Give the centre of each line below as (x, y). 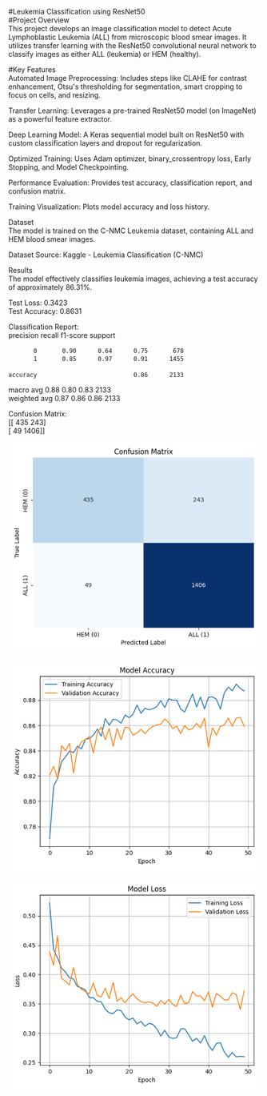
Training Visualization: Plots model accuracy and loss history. (109, 207)
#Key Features (32, 70)
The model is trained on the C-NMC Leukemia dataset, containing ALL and (131, 231)
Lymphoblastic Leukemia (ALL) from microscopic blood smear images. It (128, 37)
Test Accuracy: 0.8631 (45, 311)
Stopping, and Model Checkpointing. (69, 167)
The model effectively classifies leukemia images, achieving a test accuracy (133, 279)
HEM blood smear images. (52, 239)
